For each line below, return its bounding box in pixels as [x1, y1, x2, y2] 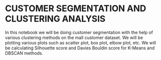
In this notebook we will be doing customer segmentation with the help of [5, 29, 153, 35]
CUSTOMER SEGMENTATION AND [5, 3, 146, 14]
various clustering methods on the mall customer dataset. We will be [5, 35, 143, 40]
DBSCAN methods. [5, 50, 44, 56]
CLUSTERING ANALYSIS [5, 13, 106, 24]
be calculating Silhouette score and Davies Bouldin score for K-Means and [5, 45, 155, 51]
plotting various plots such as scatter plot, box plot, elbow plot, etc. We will [5, 40, 157, 45]
